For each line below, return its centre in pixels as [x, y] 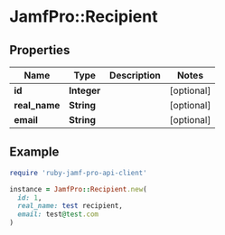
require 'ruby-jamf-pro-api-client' [78, 173]
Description [135, 75]
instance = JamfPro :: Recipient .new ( [78, 189]
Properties [40, 50]
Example [34, 152]
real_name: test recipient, [70, 206]
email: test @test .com [58, 214]
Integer [85, 90]
